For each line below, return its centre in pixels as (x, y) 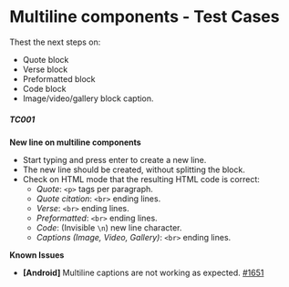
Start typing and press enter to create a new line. (114, 159)
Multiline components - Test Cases (144, 17)
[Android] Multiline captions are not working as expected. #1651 (143, 272)
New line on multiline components (75, 142)
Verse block (45, 69)
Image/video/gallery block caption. (88, 98)
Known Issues (37, 255)
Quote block (46, 59)
